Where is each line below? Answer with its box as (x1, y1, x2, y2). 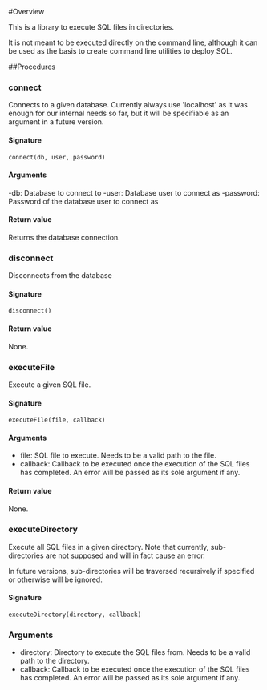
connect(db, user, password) (8, 153, 106, 161)
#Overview (8, 7, 45, 16)
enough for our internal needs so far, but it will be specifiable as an (8, 108, 229, 119)
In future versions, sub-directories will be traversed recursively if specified (8, 566, 255, 575)
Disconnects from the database (8, 271, 112, 280)
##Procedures (8, 62, 56, 71)
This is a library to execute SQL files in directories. (8, 22, 175, 31)
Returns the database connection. (8, 232, 120, 242)
